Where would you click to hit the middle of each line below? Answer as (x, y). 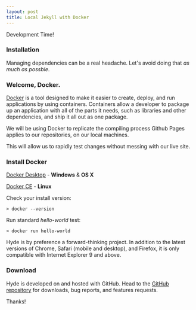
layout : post (22, 12)
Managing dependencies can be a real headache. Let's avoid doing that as (98, 63)
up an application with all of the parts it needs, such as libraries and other (96, 111)
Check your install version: (39, 198)
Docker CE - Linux (29, 187)
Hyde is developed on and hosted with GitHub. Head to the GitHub (88, 283)
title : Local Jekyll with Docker (48, 17)
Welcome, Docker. (33, 84)
